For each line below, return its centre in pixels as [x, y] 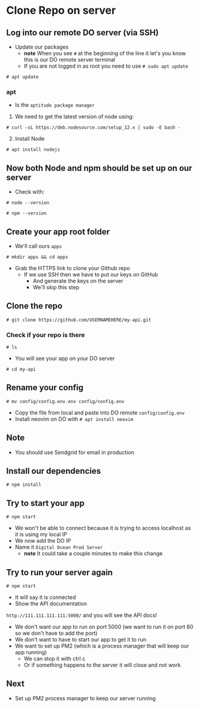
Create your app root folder [58, 232]
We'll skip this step [56, 287]
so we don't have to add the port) [56, 633]
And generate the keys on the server [78, 281]
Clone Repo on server [61, 10]
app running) [31, 652]
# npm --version [26, 213]
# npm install [24, 485]
